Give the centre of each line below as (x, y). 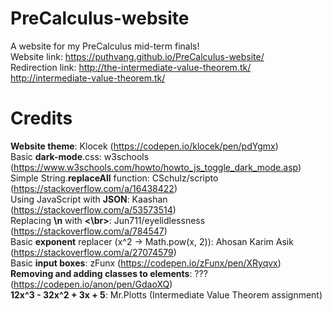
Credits (41, 118)
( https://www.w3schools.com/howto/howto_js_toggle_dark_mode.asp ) (156, 167)
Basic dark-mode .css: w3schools (80, 156)
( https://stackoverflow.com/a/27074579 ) (93, 252)
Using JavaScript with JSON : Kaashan (89, 199)
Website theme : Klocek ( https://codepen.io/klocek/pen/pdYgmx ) (144, 146)
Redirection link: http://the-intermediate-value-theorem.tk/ (131, 67)
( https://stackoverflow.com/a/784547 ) (89, 231)
